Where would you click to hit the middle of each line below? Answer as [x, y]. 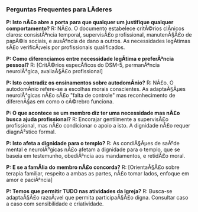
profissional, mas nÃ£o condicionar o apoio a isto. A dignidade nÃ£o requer [98, 126]
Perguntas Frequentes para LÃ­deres [59, 9]
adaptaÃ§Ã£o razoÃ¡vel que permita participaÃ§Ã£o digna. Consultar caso [97, 198]
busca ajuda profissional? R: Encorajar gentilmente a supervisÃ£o [87, 119]
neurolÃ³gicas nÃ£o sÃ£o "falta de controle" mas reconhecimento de [91, 95]
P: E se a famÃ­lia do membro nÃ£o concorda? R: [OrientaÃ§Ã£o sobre [93, 167]
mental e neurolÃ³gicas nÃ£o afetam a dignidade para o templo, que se [93, 149]
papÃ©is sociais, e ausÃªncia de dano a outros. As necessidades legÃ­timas [98, 41]
